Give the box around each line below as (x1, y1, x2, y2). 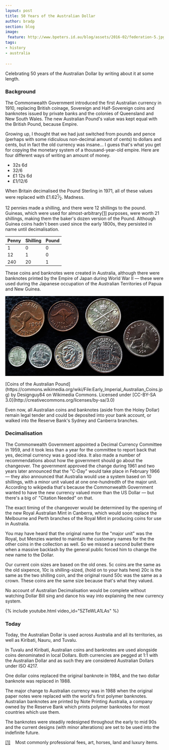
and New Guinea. (5, 286, 41, 292)
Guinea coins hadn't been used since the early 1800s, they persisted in (5, 221, 152, 227)
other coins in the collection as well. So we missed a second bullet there (5, 541, 155, 547)
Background (5, 88, 36, 95)
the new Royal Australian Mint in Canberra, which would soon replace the (5, 510, 157, 516)
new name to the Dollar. (5, 552, 54, 558)
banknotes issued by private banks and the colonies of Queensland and (5, 110, 154, 116)
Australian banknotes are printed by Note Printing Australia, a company (5, 699, 152, 705)
